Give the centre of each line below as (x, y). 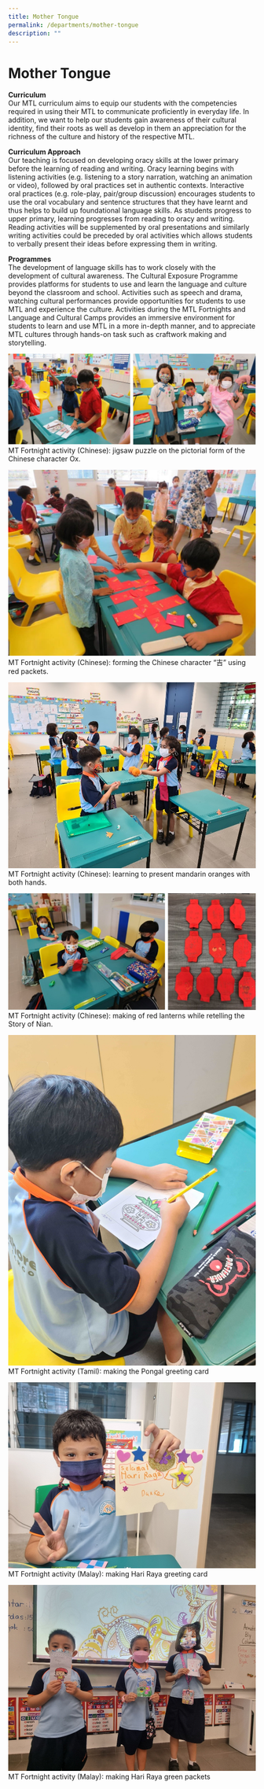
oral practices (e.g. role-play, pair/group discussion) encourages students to (132, 194)
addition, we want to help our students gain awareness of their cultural (123, 120)
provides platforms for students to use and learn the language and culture (128, 284)
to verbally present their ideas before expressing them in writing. (113, 244)
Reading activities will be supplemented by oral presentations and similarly (129, 227)
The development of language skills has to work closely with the (112, 268)
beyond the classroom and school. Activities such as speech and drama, (126, 293)
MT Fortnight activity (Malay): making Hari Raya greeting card (108, 1574)
